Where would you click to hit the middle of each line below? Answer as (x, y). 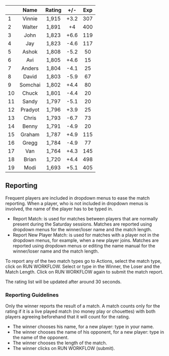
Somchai (30, 85)
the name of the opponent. (40, 338)
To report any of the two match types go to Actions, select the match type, (83, 261)
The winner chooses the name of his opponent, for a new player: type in (88, 332)
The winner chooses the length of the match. (60, 343)
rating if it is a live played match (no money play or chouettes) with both (80, 311)
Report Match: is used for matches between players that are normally (85, 218)
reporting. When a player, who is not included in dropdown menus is (77, 203)
